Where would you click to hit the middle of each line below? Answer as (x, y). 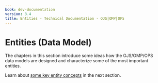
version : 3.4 (18, 14)
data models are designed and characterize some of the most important (77, 61)
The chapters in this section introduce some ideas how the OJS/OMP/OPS (79, 55)
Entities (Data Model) (48, 42)
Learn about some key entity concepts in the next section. (63, 75)
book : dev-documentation (30, 9)
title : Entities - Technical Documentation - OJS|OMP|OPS (65, 18)
